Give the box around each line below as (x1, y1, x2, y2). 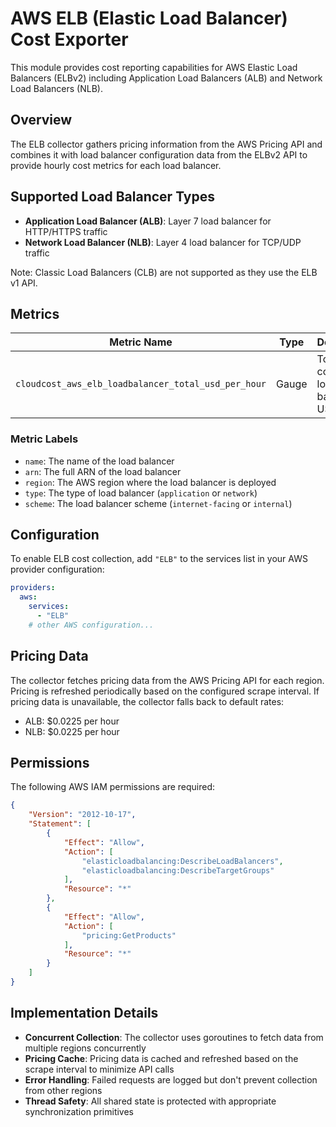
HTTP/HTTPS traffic (24, 225, 108, 237)
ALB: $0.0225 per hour (24, 715, 120, 727)
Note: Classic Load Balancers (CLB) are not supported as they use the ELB (10, 266, 318, 278)
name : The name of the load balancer (24, 455, 175, 467)
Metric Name (109, 335, 173, 349)
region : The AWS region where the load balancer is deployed (24, 476, 277, 488)
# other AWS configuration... (28, 620, 155, 630)
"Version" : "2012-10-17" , (28, 810, 137, 820)
